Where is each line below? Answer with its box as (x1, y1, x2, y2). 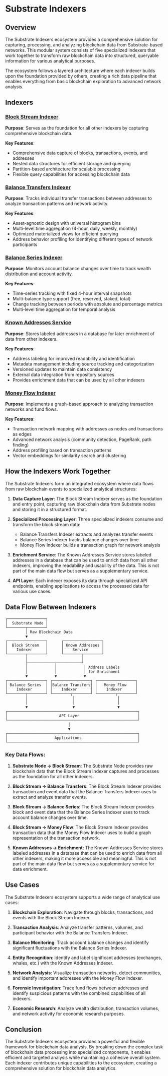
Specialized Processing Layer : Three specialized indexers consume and (12, 516, 163, 522)
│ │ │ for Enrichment (25, 669, 120, 674)
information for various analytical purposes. (5, 58, 95, 64)
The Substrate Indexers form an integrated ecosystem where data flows (5, 480, 154, 486)
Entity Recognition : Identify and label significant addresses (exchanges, (12, 955, 162, 961)
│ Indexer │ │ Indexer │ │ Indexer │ (5, 686, 138, 692)
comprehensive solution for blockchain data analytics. (5, 1065, 117, 1071)
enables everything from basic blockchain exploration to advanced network (5, 79, 161, 84)
